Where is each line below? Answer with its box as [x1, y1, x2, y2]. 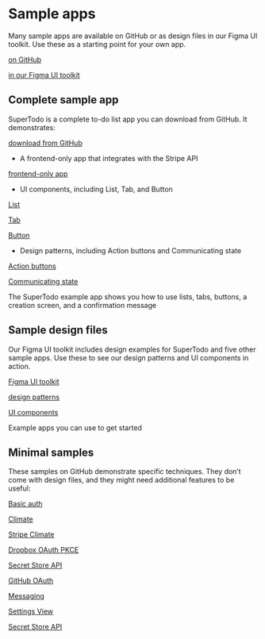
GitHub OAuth [8, 576, 54, 586]
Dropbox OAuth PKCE [8, 545, 79, 555]
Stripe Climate [8, 529, 55, 540]
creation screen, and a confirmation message [8, 300, 157, 310]
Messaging [8, 591, 45, 601]
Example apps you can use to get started [8, 422, 143, 433]
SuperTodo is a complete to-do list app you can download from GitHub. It [8, 114, 248, 124]
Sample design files [8, 323, 109, 337]
